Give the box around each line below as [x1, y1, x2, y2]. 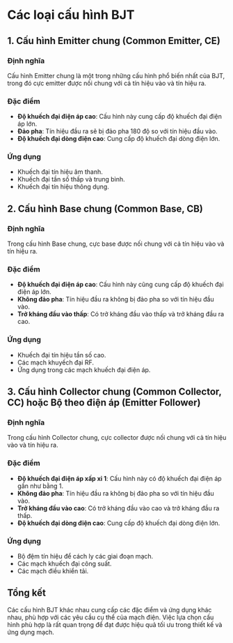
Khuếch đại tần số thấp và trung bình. [17, 175, 125, 184]
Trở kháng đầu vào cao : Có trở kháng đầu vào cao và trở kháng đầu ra [17, 503, 220, 512]
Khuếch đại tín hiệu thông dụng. [17, 182, 109, 191]
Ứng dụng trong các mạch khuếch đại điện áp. [17, 365, 151, 374]
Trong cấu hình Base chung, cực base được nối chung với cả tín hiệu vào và [7, 239, 225, 248]
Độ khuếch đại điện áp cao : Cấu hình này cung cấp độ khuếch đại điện [17, 112, 223, 121]
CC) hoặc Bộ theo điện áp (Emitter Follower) [7, 397, 201, 408]
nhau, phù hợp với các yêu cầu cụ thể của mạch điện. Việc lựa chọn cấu [7, 613, 214, 621]
